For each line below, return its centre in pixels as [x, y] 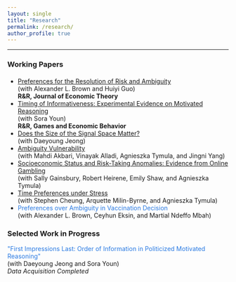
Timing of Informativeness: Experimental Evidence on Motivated [110, 104]
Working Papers [35, 65]
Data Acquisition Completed [48, 271]
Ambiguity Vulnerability [51, 149]
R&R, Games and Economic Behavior [72, 126]
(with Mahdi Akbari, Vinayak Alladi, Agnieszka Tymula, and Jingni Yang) [121, 156]
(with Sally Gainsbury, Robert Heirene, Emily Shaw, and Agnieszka [113, 178]
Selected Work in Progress [54, 234]
